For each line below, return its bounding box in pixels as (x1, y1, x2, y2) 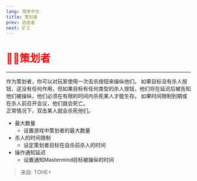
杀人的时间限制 (14, 134, 51, 141)
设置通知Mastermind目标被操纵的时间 (23, 156, 114, 163)
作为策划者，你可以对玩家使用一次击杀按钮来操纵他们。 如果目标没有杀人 (6, 78, 182, 85)
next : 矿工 (6, 25, 31, 31)
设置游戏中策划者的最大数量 (23, 127, 91, 134)
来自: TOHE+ (20, 169, 52, 176)
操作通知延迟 (14, 149, 46, 156)
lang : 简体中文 (6, 8, 40, 15)
